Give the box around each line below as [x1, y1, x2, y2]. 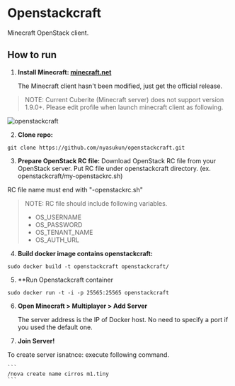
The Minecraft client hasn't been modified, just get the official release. [17, 82, 223, 90]
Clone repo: [17, 130, 53, 139]
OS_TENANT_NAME [35, 228, 93, 236]
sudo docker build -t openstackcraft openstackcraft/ [7, 263, 170, 270]
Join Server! [17, 336, 55, 345]
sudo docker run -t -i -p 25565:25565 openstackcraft [7, 289, 170, 296]
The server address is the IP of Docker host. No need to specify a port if [17, 315, 229, 324]
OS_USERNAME [35, 213, 82, 221]
